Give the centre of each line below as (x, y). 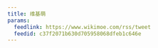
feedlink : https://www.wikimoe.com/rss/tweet (83, 27)
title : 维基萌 (27, 14)
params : (19, 20)
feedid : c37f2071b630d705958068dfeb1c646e (78, 34)
